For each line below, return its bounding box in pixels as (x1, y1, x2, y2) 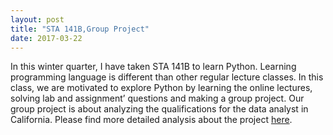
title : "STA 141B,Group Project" (10, 24, 150, 34)
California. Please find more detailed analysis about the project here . (10, 114, 293, 126)
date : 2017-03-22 (10, 33, 83, 43)
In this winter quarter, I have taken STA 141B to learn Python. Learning (10, 61, 297, 73)
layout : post (10, 14, 65, 25)
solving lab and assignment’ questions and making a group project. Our (10, 92, 305, 105)
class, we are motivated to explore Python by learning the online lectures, (10, 82, 313, 94)
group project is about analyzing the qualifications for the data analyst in (10, 103, 309, 115)
